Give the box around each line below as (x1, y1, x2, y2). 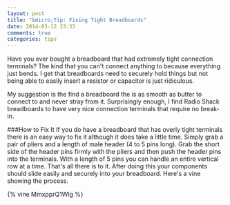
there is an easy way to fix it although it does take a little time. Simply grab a (7, 133, 224, 141)
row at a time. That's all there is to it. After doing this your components (7, 162, 208, 170)
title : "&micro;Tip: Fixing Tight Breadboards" (7, 17, 147, 23)
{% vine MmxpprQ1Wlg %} (7, 191, 84, 199)
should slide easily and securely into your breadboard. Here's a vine (7, 170, 201, 178)
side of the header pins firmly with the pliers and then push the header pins (7, 148, 222, 156)
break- (200, 105, 220, 113)
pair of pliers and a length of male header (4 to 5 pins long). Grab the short (7, 140, 220, 148)
